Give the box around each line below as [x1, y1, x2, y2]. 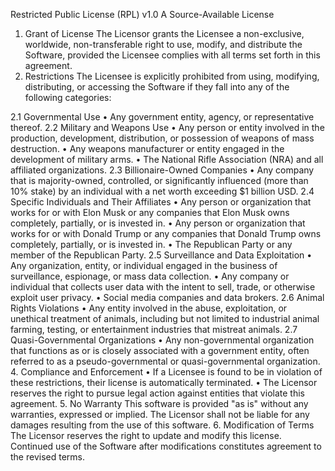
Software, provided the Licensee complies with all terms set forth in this [24, 49, 321, 61]
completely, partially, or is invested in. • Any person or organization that [10, 217, 306, 229]
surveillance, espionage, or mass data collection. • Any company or [10, 270, 290, 282]
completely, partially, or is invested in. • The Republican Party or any [10, 239, 293, 250]
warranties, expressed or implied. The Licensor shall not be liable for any [10, 409, 310, 420]
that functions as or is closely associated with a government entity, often [10, 345, 310, 356]
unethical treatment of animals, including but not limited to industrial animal [10, 313, 320, 324]
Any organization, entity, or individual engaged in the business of [10, 260, 278, 271]
